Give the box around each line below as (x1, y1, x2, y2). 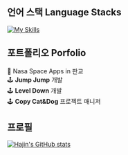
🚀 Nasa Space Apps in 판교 (7, 66, 84, 75)
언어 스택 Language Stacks (7, 6, 122, 19)
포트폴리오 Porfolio (7, 47, 86, 59)
